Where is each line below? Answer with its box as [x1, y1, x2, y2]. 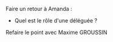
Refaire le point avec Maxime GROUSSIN [5, 29, 108, 36]
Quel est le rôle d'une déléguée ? [14, 17, 98, 24]
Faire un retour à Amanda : [5, 5, 72, 12]
